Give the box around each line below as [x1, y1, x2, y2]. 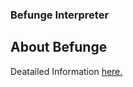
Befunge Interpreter [10, 8, 110, 22]
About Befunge [10, 39, 108, 56]
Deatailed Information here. [10, 65, 123, 77]
